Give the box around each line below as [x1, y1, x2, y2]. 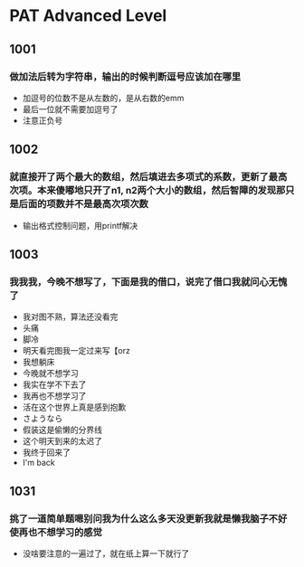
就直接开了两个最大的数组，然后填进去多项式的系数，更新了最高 [9, 171, 288, 184]
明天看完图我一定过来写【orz [22, 345, 131, 356]
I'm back [22, 458, 56, 468]
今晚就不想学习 [22, 368, 79, 379]
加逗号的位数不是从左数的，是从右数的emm [22, 92, 185, 103]
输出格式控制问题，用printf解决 [22, 220, 138, 231]
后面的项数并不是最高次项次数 [18, 198, 149, 211]
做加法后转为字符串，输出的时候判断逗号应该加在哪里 [9, 70, 242, 82]
